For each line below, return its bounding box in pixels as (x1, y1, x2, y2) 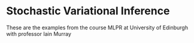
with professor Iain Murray (6, 30, 72, 37)
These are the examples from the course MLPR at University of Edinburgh (6, 24, 189, 31)
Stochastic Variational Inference (6, 4, 170, 18)
